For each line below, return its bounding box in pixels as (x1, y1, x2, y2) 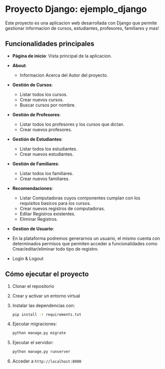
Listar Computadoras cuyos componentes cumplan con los (19, 195, 140, 201)
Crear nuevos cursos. (19, 96, 64, 102)
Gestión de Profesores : (12, 111, 61, 117)
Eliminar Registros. (19, 216, 58, 222)
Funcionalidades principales (5, 40, 95, 48)
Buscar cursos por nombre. (19, 102, 76, 108)
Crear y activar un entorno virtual (12, 292, 80, 299)
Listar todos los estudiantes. (19, 146, 78, 152)
